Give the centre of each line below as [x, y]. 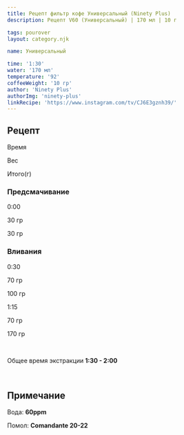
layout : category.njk [38, 39]
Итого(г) [20, 174]
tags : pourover [29, 33]
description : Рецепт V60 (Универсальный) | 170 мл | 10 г [92, 20]
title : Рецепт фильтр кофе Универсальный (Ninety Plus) [89, 13]
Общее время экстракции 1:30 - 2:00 [62, 360]
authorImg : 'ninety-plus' [44, 96]
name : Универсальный [37, 52]
